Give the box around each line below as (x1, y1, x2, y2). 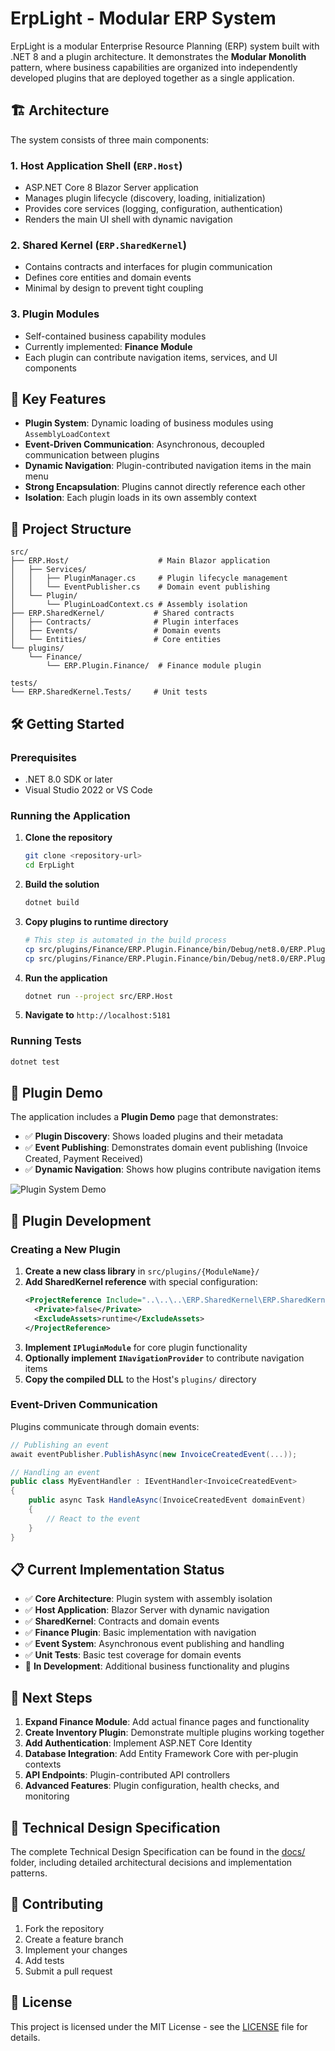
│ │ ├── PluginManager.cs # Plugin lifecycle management (10, 573, 288, 584)
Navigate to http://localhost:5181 (24, 1009, 172, 1021)
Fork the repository (24, 1922, 105, 1934)
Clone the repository (24, 832, 113, 844)
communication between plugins (24, 449, 160, 461)
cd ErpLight (24, 860, 75, 871)
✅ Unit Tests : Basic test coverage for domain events (24, 1649, 242, 1661)
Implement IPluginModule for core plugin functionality (24, 1341, 248, 1353)
